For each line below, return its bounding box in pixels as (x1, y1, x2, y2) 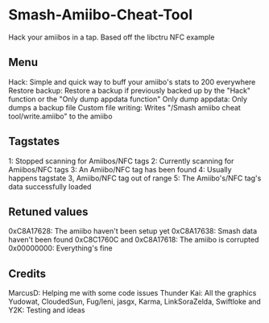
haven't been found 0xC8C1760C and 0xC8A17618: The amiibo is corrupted (8, 235, 259, 245)
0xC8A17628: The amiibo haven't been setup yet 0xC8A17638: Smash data (8, 226, 258, 236)
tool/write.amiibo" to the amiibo (8, 111, 113, 121)
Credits (8, 267, 47, 280)
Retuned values (8, 205, 89, 218)
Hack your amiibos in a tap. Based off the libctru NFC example (8, 32, 215, 42)
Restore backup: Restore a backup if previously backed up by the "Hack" (8, 85, 251, 95)
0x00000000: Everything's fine (8, 243, 113, 253)
